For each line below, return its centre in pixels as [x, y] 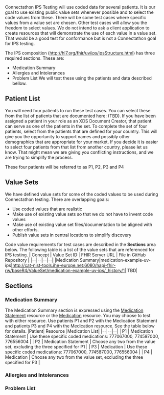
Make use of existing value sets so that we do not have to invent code [82, 214]
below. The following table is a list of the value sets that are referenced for [80, 249]
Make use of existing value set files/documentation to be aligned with [82, 224]
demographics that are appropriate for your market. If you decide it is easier [82, 142]
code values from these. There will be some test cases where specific [76, 17]
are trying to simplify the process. [39, 157]
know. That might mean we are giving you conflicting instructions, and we [79, 152]
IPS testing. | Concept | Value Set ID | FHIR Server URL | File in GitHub [75, 255]
